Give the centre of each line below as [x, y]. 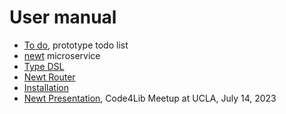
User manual [63, 17]
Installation [46, 87]
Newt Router [49, 77]
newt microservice [62, 55]
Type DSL [44, 66]
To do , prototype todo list [76, 45]
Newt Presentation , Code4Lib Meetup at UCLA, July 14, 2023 [150, 98]
